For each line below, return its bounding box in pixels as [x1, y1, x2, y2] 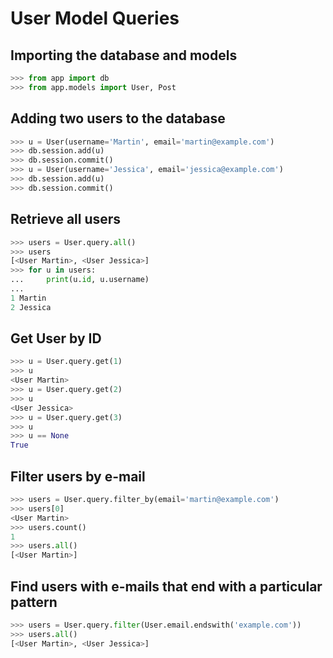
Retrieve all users [10, 211, 122, 228]
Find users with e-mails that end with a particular [10, 578, 323, 595]
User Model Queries [10, 7, 180, 30]
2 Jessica [10, 302, 52, 312]
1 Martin [10, 293, 47, 303]
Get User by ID [10, 330, 102, 347]
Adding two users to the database [10, 110, 226, 127]
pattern [10, 593, 58, 611]
